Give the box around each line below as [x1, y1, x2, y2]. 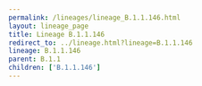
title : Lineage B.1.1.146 [8, 30, 105, 39]
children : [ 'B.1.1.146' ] [8, 64, 101, 73]
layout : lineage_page [8, 21, 89, 30]
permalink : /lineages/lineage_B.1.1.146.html [8, 13, 181, 22]
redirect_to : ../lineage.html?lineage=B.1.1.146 [8, 38, 193, 47]
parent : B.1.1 [8, 55, 62, 64]
